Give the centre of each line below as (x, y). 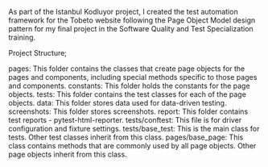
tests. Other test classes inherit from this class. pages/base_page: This (126, 137)
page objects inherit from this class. (68, 154)
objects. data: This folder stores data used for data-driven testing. (118, 103)
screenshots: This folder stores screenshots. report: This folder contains (128, 111)
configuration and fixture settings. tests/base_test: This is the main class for (134, 129)
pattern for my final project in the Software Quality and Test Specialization (131, 29)
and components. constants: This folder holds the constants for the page (130, 86)
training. (22, 37)
